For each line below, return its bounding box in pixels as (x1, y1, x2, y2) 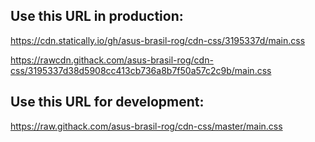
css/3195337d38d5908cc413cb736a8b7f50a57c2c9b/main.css (10, 64, 272, 76)
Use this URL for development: (10, 94, 205, 111)
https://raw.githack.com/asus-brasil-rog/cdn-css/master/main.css (10, 120, 283, 132)
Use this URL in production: (10, 8, 184, 25)
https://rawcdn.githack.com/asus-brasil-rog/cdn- (10, 54, 214, 66)
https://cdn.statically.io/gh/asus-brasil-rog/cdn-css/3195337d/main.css (10, 34, 306, 46)
